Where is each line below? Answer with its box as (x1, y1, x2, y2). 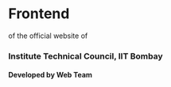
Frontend (8, 5, 70, 23)
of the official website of (8, 31, 88, 40)
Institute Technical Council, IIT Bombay (8, 51, 163, 62)
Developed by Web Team (8, 70, 93, 80)
